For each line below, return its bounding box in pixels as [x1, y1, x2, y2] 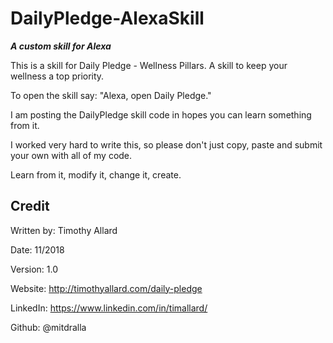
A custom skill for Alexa [10, 40, 112, 52]
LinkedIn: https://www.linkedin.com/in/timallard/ [10, 302, 208, 314]
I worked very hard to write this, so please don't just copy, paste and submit [10, 138, 323, 151]
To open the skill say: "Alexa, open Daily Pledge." [10, 89, 212, 101]
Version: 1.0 [10, 263, 59, 275]
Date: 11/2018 [10, 243, 65, 256]
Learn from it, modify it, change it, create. [10, 168, 182, 181]
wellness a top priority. [10, 70, 105, 82]
